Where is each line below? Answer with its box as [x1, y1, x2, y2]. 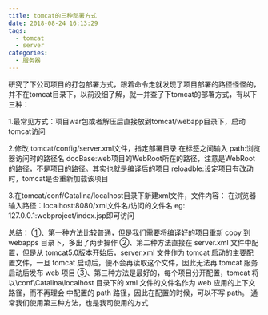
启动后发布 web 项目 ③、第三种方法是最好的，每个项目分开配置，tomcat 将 [8, 268, 259, 277]
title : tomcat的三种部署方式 [8, 11, 98, 20]
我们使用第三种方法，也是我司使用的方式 [14, 297, 149, 307]
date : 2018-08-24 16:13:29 [8, 19, 98, 27]
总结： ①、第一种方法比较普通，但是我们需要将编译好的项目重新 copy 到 [8, 228, 250, 237]
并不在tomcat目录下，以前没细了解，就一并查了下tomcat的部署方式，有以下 [8, 89, 258, 99]
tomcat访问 [8, 126, 46, 136]
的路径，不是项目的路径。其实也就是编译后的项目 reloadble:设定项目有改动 [8, 164, 254, 173]
